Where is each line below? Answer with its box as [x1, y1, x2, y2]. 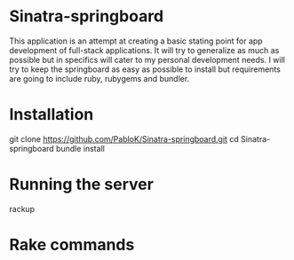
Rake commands [9, 235, 135, 255]
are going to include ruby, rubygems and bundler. [9, 73, 190, 83]
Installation [9, 105, 94, 125]
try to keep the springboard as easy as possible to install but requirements [9, 64, 282, 75]
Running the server [9, 175, 154, 194]
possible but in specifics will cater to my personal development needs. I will [9, 54, 286, 65]
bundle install [56, 143, 105, 154]
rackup [9, 203, 36, 214]
